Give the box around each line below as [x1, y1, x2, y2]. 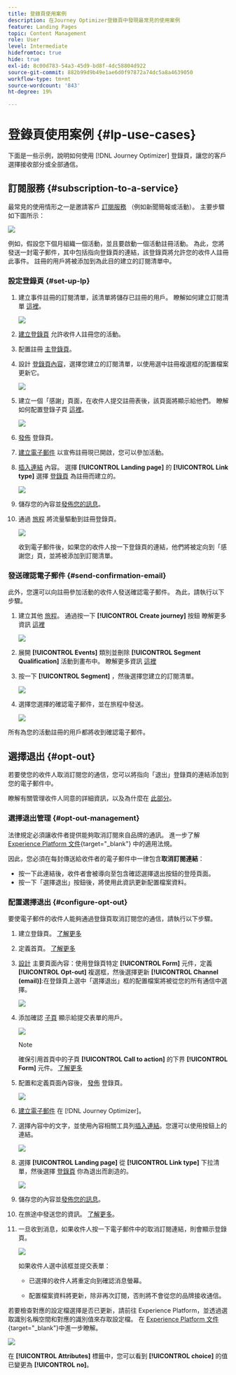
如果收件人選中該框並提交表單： [18, 1262, 111, 1270]
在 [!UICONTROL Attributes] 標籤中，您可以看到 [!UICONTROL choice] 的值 [8, 1351, 228, 1360]
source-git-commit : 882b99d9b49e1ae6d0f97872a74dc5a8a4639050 [8, 69, 193, 76]
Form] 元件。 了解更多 [18, 1063, 83, 1072]
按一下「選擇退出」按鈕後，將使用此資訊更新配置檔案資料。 [18, 878, 190, 886]
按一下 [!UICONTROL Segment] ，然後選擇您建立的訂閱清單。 [18, 672, 198, 680]
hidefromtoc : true [8, 50, 62, 57]
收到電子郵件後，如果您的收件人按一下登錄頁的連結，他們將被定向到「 [18, 543, 221, 551]
